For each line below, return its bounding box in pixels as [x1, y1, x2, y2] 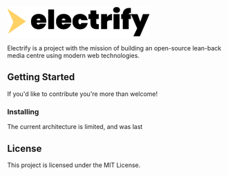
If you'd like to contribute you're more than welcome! [7, 90, 158, 98]
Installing [7, 107, 39, 117]
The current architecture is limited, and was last [7, 123, 143, 131]
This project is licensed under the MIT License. [7, 161, 141, 169]
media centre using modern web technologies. [7, 52, 140, 59]
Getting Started [7, 71, 75, 83]
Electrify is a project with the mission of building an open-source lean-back [7, 44, 222, 52]
